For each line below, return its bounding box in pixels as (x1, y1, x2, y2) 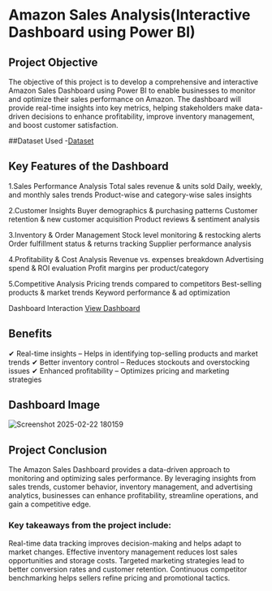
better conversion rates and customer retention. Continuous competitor (8, 564, 248, 574)
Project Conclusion (8, 443, 107, 457)
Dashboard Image (8, 398, 100, 412)
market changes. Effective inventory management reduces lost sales (8, 547, 238, 557)
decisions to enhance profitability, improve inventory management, (31, 112, 255, 121)
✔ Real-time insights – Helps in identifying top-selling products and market (8, 348, 258, 358)
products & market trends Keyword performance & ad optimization (8, 287, 231, 297)
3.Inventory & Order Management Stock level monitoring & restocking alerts (8, 230, 261, 239)
